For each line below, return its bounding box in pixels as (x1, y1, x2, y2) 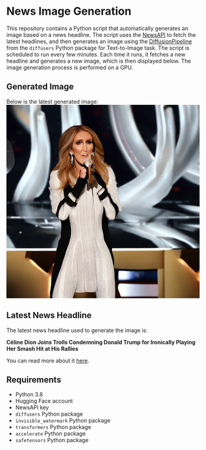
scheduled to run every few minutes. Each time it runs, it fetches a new (6, 50, 186, 58)
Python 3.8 (15, 391, 43, 398)
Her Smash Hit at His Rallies (6, 345, 78, 352)
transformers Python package (15, 424, 91, 431)
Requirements (6, 374, 61, 385)
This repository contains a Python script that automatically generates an (6, 25, 189, 32)
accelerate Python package (15, 430, 86, 437)
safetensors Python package (15, 436, 89, 444)
